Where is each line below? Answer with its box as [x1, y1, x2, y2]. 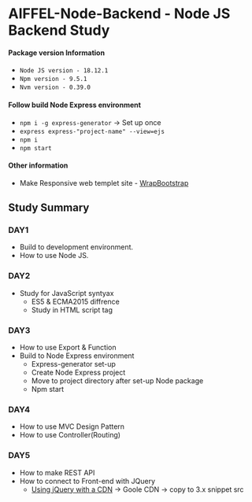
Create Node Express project [31, 367, 126, 378]
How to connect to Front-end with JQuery [19, 476, 156, 485]
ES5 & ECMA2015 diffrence [31, 297, 120, 306]
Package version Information [8, 48, 105, 57]
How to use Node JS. [19, 251, 89, 260]
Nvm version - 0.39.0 [19, 83, 91, 91]
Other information [8, 161, 69, 170]
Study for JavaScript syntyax [19, 288, 114, 297]
